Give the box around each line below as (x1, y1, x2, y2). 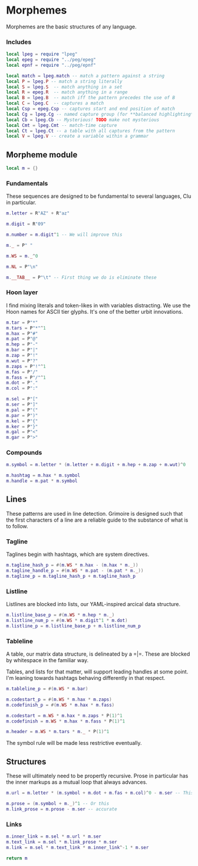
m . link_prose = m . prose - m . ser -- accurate (6, 806, 117, 812)
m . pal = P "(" (6, 407, 38, 413)
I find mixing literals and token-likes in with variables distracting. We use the (6, 302, 190, 309)
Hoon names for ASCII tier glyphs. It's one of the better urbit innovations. (6, 308, 183, 315)
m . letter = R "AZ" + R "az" (6, 210, 70, 216)
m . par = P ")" (6, 412, 38, 418)
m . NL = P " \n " (6, 263, 38, 269)
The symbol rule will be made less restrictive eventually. (6, 740, 142, 747)
